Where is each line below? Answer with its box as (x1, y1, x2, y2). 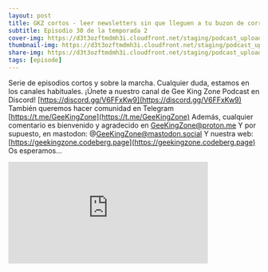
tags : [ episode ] (8, 57, 62, 65)
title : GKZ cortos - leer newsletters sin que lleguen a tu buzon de (8, 19, 245, 27)
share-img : (8, 49, 45, 57)
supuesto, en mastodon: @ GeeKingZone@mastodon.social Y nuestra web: (8, 128, 254, 138)
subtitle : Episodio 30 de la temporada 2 (8, 26, 148, 34)
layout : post (8, 11, 52, 20)
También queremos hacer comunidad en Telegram (8, 103, 174, 112)
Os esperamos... (8, 145, 62, 156)
